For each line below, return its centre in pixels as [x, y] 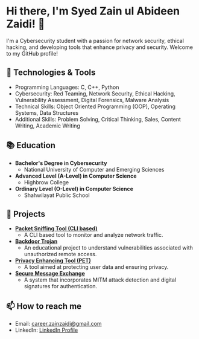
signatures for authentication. [61, 286]
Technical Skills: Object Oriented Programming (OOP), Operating [95, 106]
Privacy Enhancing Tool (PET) [53, 260]
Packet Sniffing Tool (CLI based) [56, 228]
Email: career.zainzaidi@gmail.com [58, 324]
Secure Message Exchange [50, 274]
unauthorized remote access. [60, 254]
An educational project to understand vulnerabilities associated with [108, 248]
